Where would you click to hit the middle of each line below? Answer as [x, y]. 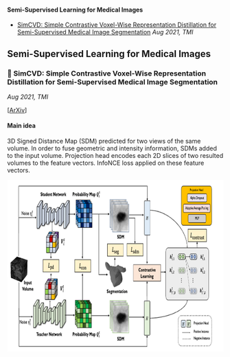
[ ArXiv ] [17, 110]
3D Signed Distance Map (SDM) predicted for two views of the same [104, 141]
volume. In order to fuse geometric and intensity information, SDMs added [112, 148]
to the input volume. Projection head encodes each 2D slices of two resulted [115, 156]
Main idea [22, 126]
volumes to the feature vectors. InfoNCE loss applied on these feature [106, 163]
